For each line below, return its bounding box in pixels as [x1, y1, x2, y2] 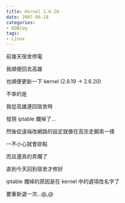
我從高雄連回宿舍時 [6, 103, 53, 109]
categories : [6, 19, 35, 25]
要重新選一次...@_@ [6, 191, 54, 197]
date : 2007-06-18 [6, 14, 49, 20]
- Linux [6, 36, 25, 42]
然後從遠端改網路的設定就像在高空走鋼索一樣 [6, 128, 115, 135]
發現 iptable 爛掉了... [6, 115, 56, 122]
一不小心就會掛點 [6, 141, 48, 147]
